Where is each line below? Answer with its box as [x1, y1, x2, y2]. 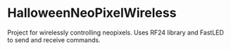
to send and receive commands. [7, 35, 101, 44]
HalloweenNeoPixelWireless [7, 5, 177, 21]
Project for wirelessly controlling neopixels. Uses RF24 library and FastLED [7, 28, 224, 37]
